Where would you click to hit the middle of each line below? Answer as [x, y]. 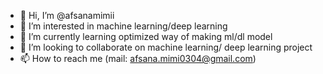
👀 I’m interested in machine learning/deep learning [123, 26]
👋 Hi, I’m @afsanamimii [67, 15]
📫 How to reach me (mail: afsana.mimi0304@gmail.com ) [138, 58]
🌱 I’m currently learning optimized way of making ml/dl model [146, 36]
